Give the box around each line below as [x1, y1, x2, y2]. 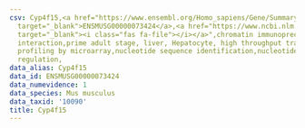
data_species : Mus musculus [9, 88, 116, 97]
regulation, [17, 55, 64, 64]
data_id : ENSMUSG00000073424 [9, 72, 120, 81]
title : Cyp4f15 [9, 105, 67, 114]
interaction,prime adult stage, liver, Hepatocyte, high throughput [17, 38, 282, 48]
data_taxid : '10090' [9, 96, 88, 106]
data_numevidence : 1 [9, 80, 88, 89]
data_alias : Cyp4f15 [9, 64, 88, 73]
